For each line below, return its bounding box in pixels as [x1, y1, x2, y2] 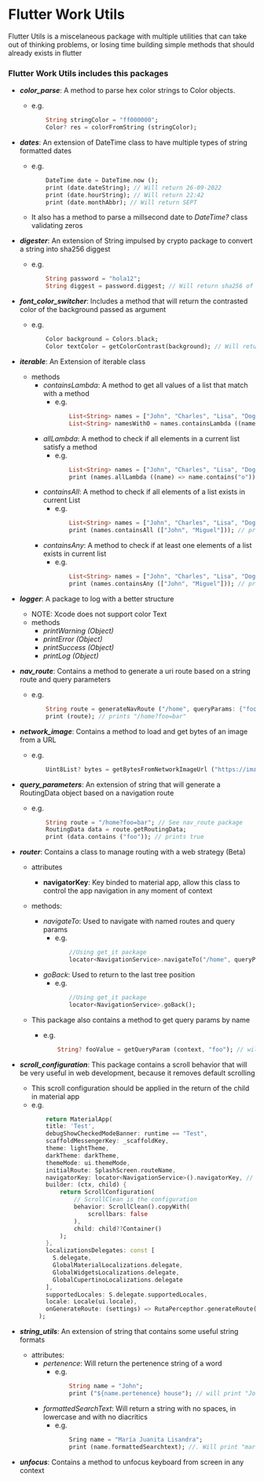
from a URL [19, 735, 57, 744]
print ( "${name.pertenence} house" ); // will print [68, 1389, 242, 1397]
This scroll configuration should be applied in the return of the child [31, 1083, 250, 1093]
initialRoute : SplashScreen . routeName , [46, 1166, 177, 1174]
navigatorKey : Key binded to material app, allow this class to [42, 878, 240, 887]
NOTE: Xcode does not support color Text [31, 609, 167, 619]
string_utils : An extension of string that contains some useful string [19, 1327, 239, 1336]
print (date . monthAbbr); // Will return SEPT [46, 198, 198, 206]
